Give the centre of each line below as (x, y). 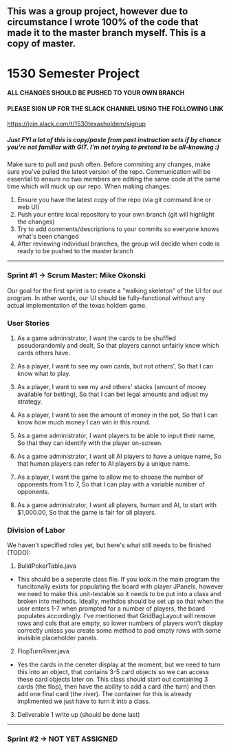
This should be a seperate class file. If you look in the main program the (118, 580)
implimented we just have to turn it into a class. (84, 701)
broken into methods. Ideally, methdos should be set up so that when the (120, 601)
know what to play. (44, 373)
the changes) (36, 222)
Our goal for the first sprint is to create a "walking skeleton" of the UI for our (115, 290)
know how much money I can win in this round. (84, 422)
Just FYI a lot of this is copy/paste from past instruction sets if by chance (114, 139)
